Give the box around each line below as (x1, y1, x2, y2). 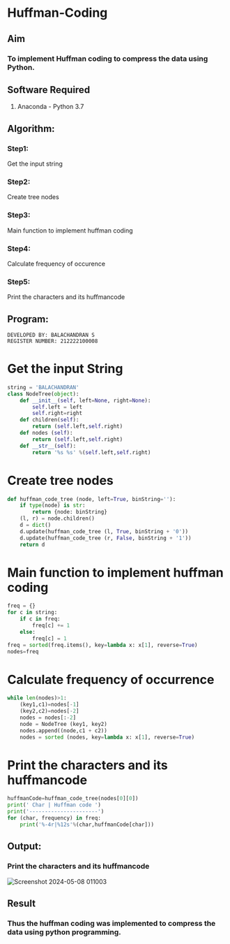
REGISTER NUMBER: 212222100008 (7, 337, 98, 344)
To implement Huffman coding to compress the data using (7, 54, 208, 64)
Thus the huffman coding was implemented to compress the (7, 918, 216, 928)
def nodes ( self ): (20, 430, 73, 437)
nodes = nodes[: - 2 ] (20, 714, 77, 721)
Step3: (7, 210, 31, 220)
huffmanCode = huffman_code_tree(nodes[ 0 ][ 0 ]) (7, 795, 139, 802)
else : (20, 628, 36, 635)
